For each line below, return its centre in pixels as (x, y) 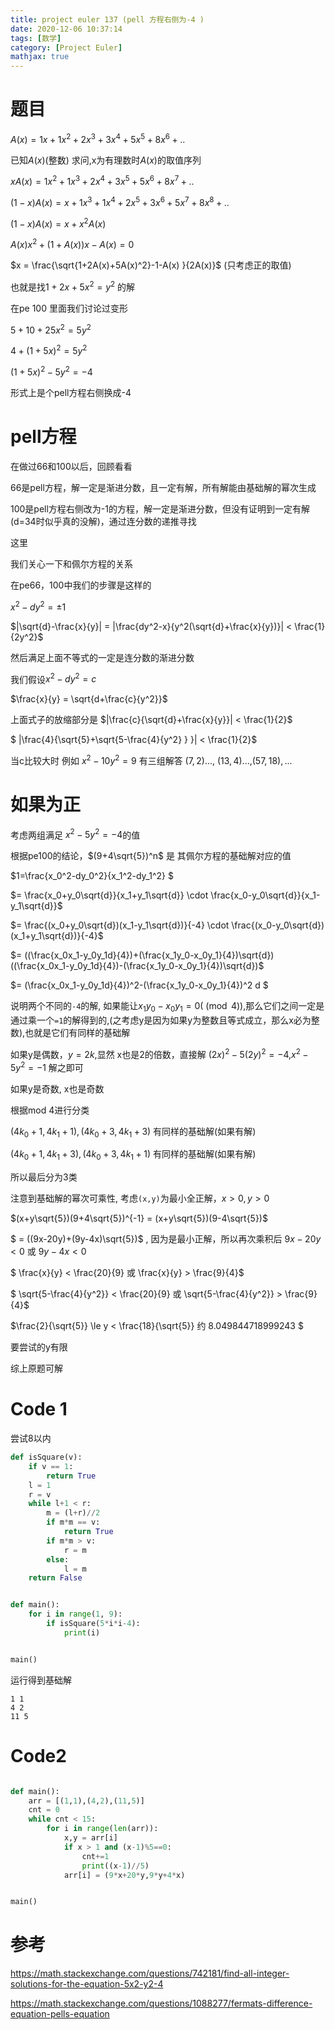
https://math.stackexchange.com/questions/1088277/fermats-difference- (161, 2003)
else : (58, 1559)
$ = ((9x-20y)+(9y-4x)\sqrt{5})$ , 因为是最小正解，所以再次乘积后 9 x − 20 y (166, 1239)
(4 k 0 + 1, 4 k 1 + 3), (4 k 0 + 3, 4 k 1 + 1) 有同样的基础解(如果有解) (133, 1155)
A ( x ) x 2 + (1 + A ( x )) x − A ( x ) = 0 (72, 244)
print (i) (82, 1632)
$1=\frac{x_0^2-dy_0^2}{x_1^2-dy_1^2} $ (92, 876)
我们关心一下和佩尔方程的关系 (71, 563)
